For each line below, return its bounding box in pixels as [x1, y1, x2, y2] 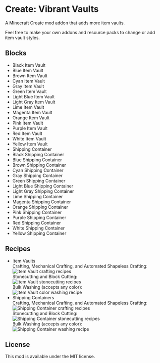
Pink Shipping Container [12, 209, 62, 215]
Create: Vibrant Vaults [5, 3, 99, 15]
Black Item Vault [12, 62, 46, 68]
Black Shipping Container [12, 151, 64, 157]
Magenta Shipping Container [12, 199, 71, 205]
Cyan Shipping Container [12, 167, 64, 173]
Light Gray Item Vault [12, 99, 55, 105]
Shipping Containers [12, 294, 54, 300]
